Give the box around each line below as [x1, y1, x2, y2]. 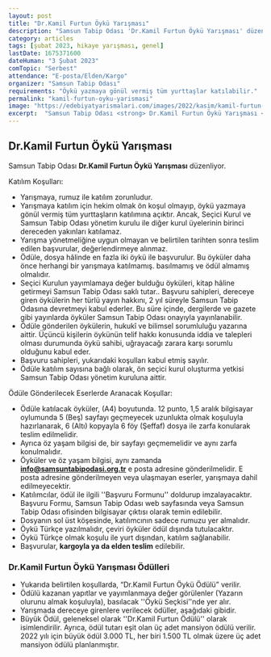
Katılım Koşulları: [8, 176, 64, 186]
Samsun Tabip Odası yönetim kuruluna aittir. [19, 373, 167, 382]
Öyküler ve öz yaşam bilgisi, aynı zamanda [19, 455, 162, 465]
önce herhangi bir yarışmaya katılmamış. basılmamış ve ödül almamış [19, 260, 250, 271]
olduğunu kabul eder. [19, 347, 91, 356]
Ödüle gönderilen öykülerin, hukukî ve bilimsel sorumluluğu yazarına [19, 321, 248, 331]
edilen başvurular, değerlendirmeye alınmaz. [19, 243, 168, 253]
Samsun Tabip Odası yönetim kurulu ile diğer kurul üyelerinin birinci [19, 217, 244, 227]
